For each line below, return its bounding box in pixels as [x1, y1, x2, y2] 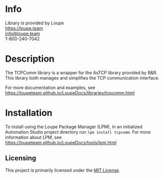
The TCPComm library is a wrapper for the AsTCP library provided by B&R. [5, 70, 158, 76]
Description [5, 53, 55, 65]
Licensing [5, 154, 36, 163]
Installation [5, 107, 53, 119]
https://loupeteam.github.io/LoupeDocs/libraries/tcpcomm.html [5, 89, 135, 95]
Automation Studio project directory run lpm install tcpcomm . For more [5, 129, 151, 135]
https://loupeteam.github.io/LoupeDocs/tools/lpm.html [5, 139, 117, 145]
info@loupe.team [5, 30, 41, 36]
